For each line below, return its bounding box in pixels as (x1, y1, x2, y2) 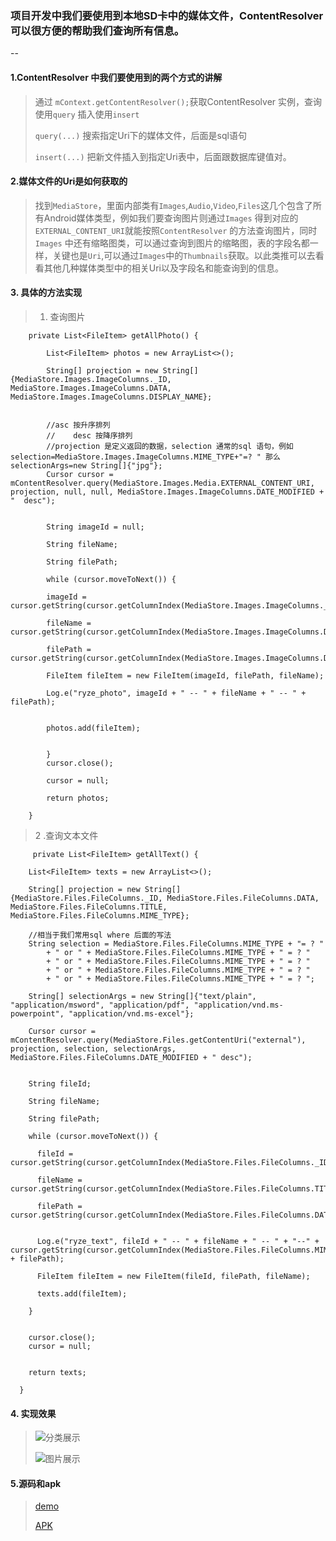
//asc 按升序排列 (46, 420, 111, 430)
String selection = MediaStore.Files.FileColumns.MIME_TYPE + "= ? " (28, 938, 325, 949)
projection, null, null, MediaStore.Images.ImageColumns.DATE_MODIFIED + (10, 487, 325, 497)
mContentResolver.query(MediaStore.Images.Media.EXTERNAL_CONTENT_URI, (10, 478, 315, 488)
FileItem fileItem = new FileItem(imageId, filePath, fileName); (46, 670, 325, 681)
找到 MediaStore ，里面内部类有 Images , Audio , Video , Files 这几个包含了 (34, 199, 313, 211)
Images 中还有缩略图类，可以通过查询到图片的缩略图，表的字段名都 (34, 237, 310, 249)
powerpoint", (10, 1008, 65, 1019)
